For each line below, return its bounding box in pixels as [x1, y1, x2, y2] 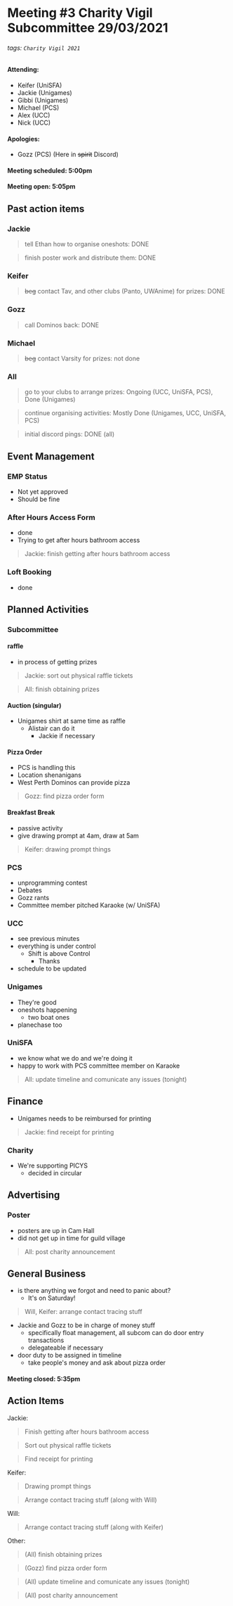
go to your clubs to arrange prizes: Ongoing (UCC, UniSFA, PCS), [24, 388, 213, 396]
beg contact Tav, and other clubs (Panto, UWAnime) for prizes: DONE [24, 287, 226, 296]
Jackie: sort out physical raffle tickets [24, 671, 133, 680]
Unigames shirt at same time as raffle [17, 716, 126, 726]
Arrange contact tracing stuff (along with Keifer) [24, 1522, 164, 1531]
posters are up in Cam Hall [17, 1226, 95, 1234]
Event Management [7, 450, 95, 462]
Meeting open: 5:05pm [7, 182, 76, 191]
